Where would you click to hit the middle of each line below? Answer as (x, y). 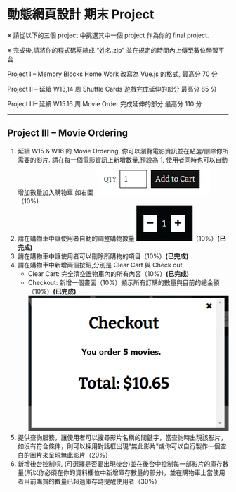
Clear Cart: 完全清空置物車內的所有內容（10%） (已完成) (109, 273)
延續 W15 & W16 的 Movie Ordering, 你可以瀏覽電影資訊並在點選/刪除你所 (123, 151)
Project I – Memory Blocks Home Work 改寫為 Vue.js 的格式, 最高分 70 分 (112, 74)
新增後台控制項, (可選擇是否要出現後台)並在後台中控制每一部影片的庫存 (120, 463)
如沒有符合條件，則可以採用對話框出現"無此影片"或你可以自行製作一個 (119, 446)
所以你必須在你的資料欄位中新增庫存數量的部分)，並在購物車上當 (119, 472)
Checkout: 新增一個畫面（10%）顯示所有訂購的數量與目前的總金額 (124, 282)
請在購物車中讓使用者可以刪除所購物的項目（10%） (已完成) (103, 256)
